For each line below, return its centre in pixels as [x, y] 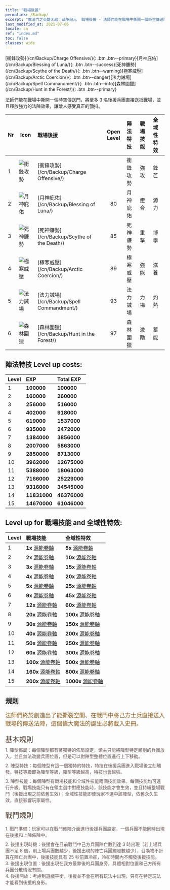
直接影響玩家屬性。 [34, 800]
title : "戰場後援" [23, 10]
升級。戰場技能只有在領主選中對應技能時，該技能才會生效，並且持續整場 [85, 787]
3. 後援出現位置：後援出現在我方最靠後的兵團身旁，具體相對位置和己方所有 [83, 864]
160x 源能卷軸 [43, 672]
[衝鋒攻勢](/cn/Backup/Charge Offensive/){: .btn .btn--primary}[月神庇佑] [82, 58]
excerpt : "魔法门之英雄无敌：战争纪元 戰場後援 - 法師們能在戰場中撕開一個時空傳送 [84, 19]
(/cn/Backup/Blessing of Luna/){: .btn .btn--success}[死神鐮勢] [71, 65]
